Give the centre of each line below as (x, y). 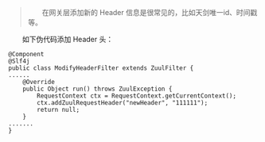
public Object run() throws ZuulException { (97, 89)
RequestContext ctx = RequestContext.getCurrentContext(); (137, 96)
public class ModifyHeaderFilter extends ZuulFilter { (101, 68)
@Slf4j (19, 61)
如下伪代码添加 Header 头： (68, 39)
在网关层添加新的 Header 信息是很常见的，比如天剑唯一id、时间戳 (150, 12)
